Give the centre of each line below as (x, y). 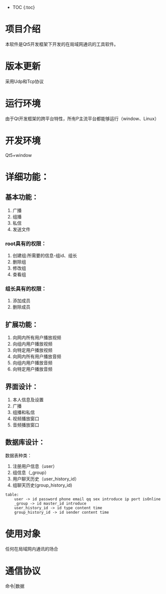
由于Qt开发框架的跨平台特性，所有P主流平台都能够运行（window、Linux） (82, 119)
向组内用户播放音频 (32, 363)
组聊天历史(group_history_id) (42, 485)
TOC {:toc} (24, 7)
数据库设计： (25, 442)
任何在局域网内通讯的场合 (32, 549)
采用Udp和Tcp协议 (25, 81)
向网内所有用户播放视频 (37, 338)
